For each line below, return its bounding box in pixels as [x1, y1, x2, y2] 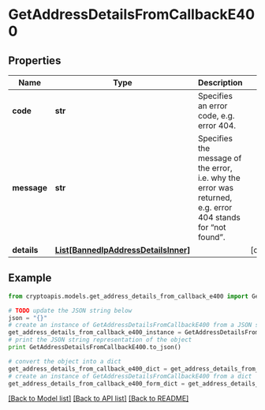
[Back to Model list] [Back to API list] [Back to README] [8, 393, 189, 404]
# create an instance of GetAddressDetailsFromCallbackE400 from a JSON [8, 322, 252, 329]
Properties [8, 54, 62, 67]
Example [8, 271, 52, 285]
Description [197, 77, 243, 88]
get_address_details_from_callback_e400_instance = [8, 329, 181, 337]
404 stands [197, 212, 241, 223]
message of [197, 152, 242, 164]
